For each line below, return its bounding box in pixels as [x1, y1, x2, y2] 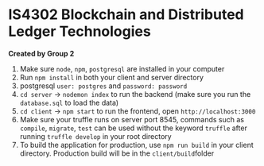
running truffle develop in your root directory [19, 131, 173, 141]
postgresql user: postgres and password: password [19, 81, 188, 91]
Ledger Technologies [8, 22, 151, 41]
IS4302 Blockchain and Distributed [8, 6, 244, 24]
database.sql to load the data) [19, 98, 119, 107]
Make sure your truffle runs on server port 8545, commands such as [19, 114, 245, 124]
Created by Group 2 [8, 48, 75, 58]
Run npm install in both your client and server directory [19, 72, 204, 82]
